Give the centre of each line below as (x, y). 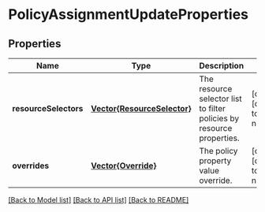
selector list (220, 99)
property (215, 161)
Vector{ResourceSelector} (141, 108)
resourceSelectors (48, 108)
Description (222, 66)
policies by (219, 118)
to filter (213, 108)
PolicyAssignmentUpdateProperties (128, 15)
